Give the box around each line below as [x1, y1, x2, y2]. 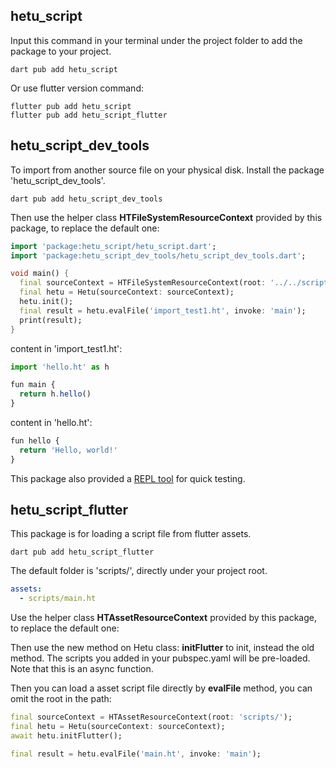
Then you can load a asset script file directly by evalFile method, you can [10, 682, 313, 694]
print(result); [19, 315, 83, 325]
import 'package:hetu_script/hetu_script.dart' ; [10, 241, 217, 251]
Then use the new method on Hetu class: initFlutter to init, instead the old [10, 642, 315, 654]
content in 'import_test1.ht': [10, 342, 123, 354]
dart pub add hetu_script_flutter [10, 547, 155, 558]
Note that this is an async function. [10, 663, 154, 675]
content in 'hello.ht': [10, 417, 93, 428]
